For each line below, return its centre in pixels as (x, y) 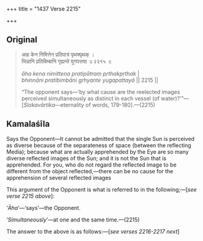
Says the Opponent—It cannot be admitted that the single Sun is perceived (100, 138)
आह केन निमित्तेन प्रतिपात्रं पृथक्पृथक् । (58, 54)
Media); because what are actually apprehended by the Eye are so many (98, 151)
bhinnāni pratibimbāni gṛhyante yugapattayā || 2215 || (90, 80)
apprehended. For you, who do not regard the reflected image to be (91, 165)
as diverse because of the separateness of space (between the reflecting (99, 145)
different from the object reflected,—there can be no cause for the (90, 171)
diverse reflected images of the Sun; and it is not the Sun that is (87, 158)
